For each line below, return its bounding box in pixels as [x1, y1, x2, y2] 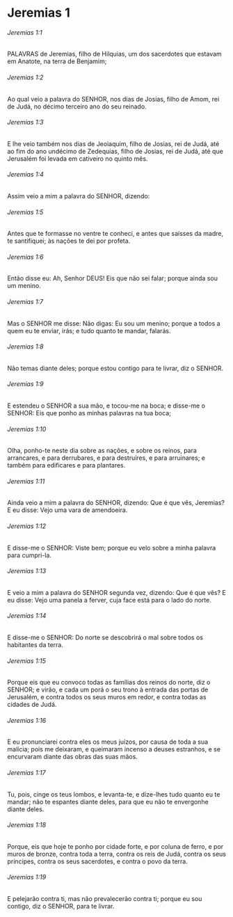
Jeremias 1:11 [7, 477, 45, 485]
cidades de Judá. [7, 701, 57, 709]
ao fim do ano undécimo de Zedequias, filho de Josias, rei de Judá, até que [7, 147, 224, 155]
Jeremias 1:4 [7, 170, 44, 179]
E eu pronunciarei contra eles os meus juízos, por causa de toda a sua [7, 737, 209, 746]
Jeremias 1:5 [7, 207, 44, 216]
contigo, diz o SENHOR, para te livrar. [7, 902, 115, 911]
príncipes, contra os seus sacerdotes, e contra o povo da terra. [7, 857, 188, 866]
